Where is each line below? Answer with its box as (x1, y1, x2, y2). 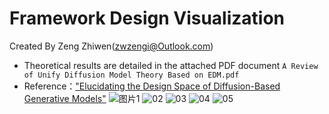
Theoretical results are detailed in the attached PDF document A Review (23, 59, 319, 71)
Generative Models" (23, 92, 107, 104)
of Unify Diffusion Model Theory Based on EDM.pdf (23, 70, 240, 80)
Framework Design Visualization (9, 7, 286, 30)
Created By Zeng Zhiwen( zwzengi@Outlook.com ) (9, 40, 214, 52)
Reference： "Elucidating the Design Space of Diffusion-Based (23, 80, 281, 92)
